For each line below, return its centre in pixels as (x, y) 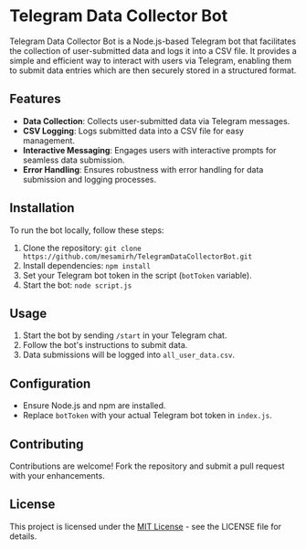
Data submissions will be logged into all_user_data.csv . (129, 355)
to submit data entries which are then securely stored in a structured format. (153, 70)
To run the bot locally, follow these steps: (87, 230)
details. (23, 536)
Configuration (50, 383)
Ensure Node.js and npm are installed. (94, 406)
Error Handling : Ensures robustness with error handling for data (143, 169)
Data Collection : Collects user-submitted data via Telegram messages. (156, 121)
